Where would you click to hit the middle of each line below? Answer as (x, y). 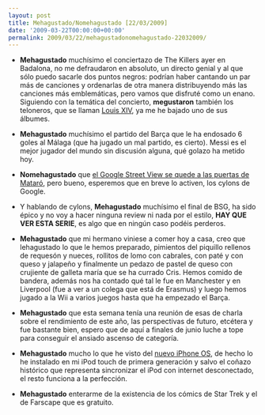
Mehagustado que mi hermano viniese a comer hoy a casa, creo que (132, 239)
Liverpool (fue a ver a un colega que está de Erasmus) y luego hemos (133, 289)
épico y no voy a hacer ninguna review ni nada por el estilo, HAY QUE (133, 215)
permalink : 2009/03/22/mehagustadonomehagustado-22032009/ (108, 38)
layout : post (30, 15)
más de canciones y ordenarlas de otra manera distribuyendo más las (133, 85)
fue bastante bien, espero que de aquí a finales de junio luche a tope (131, 330)
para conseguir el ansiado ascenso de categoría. (99, 338)
